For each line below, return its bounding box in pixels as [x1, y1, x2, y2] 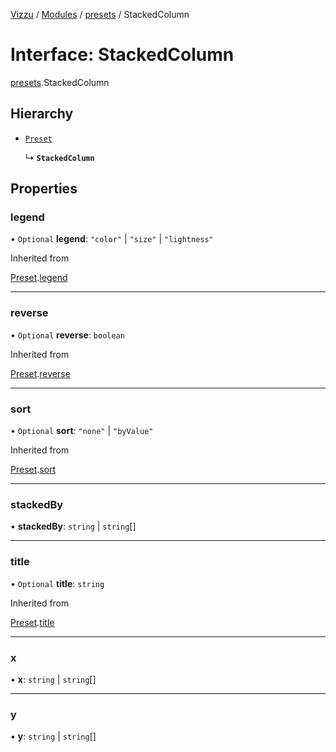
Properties [10, 180, 78, 198]
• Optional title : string [10, 577, 105, 589]
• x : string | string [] [10, 673, 97, 685]
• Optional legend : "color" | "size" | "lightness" [10, 233, 214, 245]
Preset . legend [10, 272, 68, 284]
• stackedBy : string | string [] [10, 520, 137, 533]
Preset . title [10, 616, 55, 628]
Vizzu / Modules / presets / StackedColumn [10, 9, 190, 20]
